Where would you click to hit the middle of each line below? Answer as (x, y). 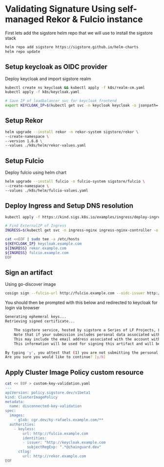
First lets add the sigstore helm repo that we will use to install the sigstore (79, 33)
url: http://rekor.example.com (54, 456)
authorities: (23, 424)
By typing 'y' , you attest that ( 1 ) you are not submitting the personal (82, 353)
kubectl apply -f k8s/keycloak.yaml (42, 92)
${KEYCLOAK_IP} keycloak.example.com (43, 244)
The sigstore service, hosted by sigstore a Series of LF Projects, (85, 330)
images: (17, 415)
